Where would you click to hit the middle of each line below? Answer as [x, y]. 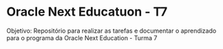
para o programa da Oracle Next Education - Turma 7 [82, 37]
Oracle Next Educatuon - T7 [87, 12]
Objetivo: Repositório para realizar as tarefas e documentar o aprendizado [111, 31]
